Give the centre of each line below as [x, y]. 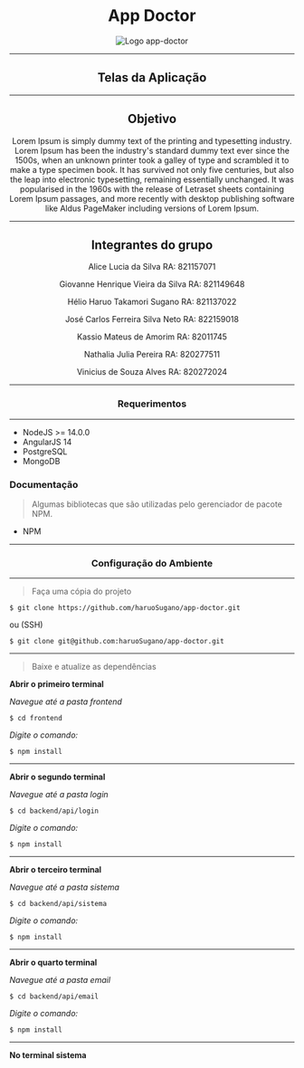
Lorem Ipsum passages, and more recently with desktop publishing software [152, 198]
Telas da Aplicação [152, 78]
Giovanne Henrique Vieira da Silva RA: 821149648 [152, 284]
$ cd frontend [36, 719]
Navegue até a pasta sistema [65, 887]
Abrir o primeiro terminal [57, 684]
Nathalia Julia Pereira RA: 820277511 [152, 355]
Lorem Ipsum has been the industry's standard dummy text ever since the [152, 150]
